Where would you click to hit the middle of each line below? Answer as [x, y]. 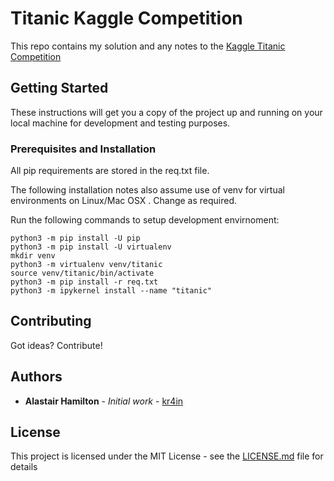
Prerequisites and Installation [83, 149]
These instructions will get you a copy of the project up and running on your [166, 112]
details [24, 467]
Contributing [51, 321]
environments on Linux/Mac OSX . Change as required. [124, 201]
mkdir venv [33, 256]
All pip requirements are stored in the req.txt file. [110, 171]
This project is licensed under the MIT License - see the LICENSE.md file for [167, 456]
